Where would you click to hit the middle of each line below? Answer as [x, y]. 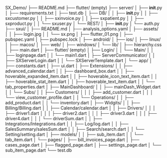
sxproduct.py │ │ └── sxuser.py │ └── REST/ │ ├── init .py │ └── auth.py [82, 23]
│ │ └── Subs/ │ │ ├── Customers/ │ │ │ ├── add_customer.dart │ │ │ [79, 92]
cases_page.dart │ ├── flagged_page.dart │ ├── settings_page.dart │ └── [83, 145]
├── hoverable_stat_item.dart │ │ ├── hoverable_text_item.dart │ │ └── [80, 81]
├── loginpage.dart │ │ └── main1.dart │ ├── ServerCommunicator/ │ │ [80, 55]
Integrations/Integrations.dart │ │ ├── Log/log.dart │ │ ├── [67, 124]
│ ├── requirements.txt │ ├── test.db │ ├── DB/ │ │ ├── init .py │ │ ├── [82, 13]
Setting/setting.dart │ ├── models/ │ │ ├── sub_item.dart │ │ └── [74, 134]
